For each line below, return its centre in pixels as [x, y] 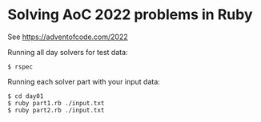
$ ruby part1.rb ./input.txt [56, 103]
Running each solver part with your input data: [84, 81]
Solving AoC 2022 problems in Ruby [130, 15]
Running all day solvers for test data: [68, 52]
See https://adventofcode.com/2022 [68, 37]
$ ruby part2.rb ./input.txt [56, 110]
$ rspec [20, 67]
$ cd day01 [26, 96]
